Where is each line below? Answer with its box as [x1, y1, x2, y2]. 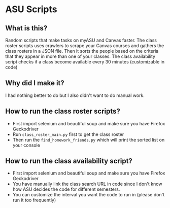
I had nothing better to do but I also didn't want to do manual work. [5, 92, 145, 98]
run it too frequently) [12, 197, 56, 203]
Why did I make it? [5, 79, 64, 87]
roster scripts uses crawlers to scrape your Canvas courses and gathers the [5, 43, 164, 49]
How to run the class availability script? [5, 157, 133, 165]
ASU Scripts [5, 4, 57, 15]
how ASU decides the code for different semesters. [12, 186, 120, 192]
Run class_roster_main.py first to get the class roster [12, 131, 124, 137]
